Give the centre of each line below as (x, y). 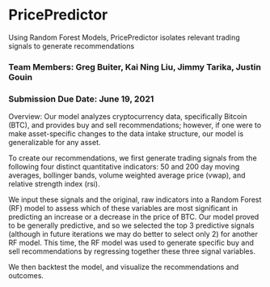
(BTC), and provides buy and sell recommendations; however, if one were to (135, 125)
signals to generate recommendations (72, 45)
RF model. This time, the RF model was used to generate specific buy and (131, 243)
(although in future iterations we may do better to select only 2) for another (133, 234)
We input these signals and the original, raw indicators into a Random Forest (135, 199)
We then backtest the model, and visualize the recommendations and (124, 267)
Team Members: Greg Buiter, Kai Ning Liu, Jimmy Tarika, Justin (135, 66)
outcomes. (26, 276)
